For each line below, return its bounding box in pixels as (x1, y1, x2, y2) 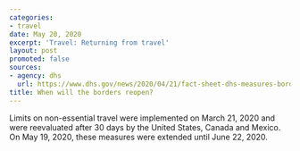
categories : (9, 13, 54, 22)
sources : (9, 63, 42, 72)
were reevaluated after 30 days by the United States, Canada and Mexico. (9, 122, 281, 132)
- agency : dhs (9, 71, 62, 80)
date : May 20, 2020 (9, 29, 82, 38)
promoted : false (9, 55, 70, 63)
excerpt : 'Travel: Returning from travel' (9, 38, 170, 47)
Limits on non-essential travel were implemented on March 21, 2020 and (9, 113, 275, 123)
